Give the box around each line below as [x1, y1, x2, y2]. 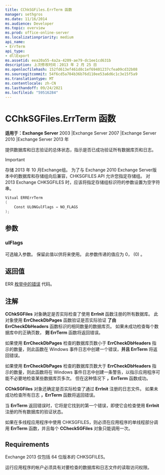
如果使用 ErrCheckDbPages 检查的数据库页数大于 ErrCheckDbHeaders [5, 363, 151, 369]
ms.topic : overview [5, 26, 45, 31]
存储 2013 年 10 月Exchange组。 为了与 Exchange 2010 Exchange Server [5, 167, 153, 173]
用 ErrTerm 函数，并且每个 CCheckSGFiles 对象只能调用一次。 [5, 426, 133, 431]
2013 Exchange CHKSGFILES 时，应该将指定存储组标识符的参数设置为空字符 [5, 179, 161, 186]
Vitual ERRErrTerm [5, 195, 43, 200]
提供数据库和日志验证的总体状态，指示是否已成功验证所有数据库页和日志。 [5, 147, 156, 153]
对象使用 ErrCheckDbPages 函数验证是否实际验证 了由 [5, 317, 117, 323]
